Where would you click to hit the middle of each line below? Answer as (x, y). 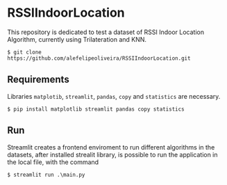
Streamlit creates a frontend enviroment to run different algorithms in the (111, 147)
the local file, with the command (53, 162)
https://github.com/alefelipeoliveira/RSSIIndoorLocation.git (99, 58)
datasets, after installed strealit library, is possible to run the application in (112, 154)
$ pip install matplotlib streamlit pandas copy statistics (96, 109)
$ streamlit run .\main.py (46, 175)
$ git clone (24, 52)
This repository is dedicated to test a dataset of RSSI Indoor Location (106, 32)
